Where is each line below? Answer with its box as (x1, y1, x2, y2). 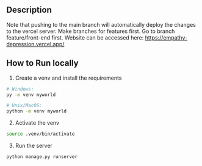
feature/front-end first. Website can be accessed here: (6, 33, 144, 41)
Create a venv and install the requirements (15, 74, 122, 81)
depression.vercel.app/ (6, 40, 65, 47)
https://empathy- (145, 33, 188, 41)
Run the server (15, 142, 53, 149)
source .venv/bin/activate (6, 131, 75, 137)
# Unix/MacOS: (6, 103, 43, 109)
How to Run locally (6, 58, 79, 69)
